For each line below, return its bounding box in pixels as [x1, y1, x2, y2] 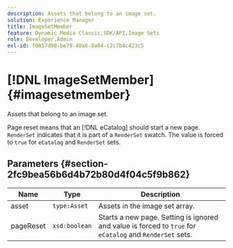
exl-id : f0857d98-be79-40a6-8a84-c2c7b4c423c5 [7, 42, 144, 49]
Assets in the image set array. [98, 201, 196, 211]
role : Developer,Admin [7, 36, 73, 43]
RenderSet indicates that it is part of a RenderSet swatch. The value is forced [7, 130, 223, 139]
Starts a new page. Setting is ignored [98, 212, 218, 222]
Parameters [7, 158, 59, 170]
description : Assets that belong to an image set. [7, 10, 157, 17]
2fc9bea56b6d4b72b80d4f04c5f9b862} [7, 169, 191, 181]
